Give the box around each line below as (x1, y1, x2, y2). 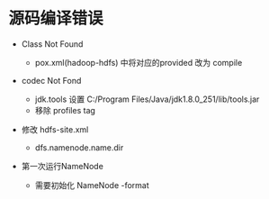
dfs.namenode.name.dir (34, 141, 124, 153)
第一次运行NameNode (21, 160, 104, 171)
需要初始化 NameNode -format (34, 179, 149, 190)
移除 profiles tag (34, 104, 96, 115)
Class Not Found (21, 38, 84, 50)
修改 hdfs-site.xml (21, 123, 89, 135)
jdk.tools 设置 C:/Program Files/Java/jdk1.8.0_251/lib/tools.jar (34, 94, 260, 104)
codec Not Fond (21, 75, 82, 86)
